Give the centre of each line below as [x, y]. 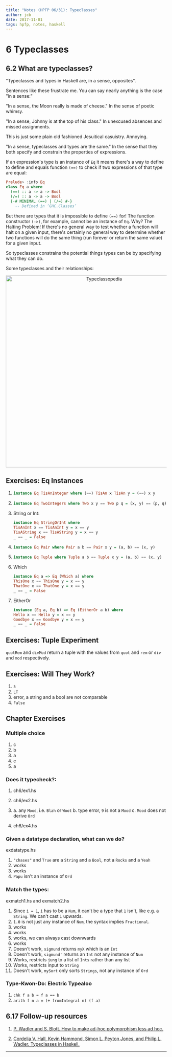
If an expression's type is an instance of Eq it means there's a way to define [85, 162]
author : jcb [18, 15]
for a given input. [24, 243]
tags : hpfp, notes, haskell [36, 24]
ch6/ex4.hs [25, 825]
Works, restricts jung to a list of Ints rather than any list [71, 959]
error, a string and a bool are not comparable [60, 697]
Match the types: [27, 890]
